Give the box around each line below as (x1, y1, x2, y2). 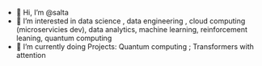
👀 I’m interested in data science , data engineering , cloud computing (15, 16, 246, 26)
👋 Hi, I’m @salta (15, 8, 69, 17)
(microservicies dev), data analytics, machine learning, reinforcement (15, 25, 248, 34)
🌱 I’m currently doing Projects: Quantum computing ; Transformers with (15, 42, 255, 52)
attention (15, 51, 46, 60)
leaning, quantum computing (15, 33, 112, 43)
